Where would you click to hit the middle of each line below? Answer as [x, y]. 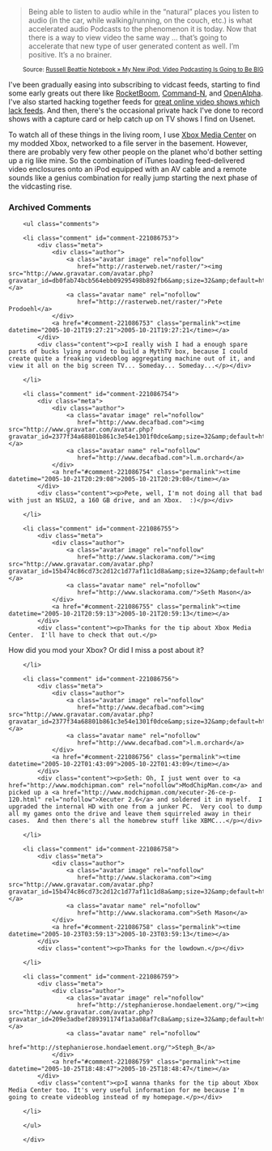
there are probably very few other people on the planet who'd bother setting [136, 152]
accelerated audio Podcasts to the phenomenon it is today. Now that [142, 29]
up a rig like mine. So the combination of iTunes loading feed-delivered [127, 160]
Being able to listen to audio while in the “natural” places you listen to [143, 12]
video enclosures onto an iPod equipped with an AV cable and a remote [127, 169]
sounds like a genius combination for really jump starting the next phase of [133, 178]
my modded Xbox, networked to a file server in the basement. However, [128, 143]
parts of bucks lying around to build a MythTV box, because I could [128, 352]
